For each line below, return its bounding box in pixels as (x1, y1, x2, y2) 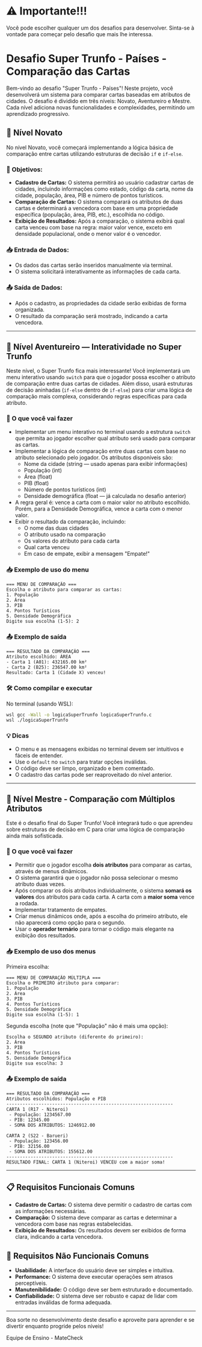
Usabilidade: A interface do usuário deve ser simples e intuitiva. (14, 1266, 174, 1274)
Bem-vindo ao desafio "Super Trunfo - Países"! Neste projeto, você (6, 84, 173, 92)
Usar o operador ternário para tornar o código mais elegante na (14, 925, 174, 932)
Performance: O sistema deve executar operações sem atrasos (14, 1273, 173, 1280)
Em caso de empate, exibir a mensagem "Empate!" (23, 550, 150, 557)
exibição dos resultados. (14, 931, 76, 939)
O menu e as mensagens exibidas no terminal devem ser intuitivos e (14, 745, 184, 753)
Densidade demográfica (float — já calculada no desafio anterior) (23, 492, 186, 499)
